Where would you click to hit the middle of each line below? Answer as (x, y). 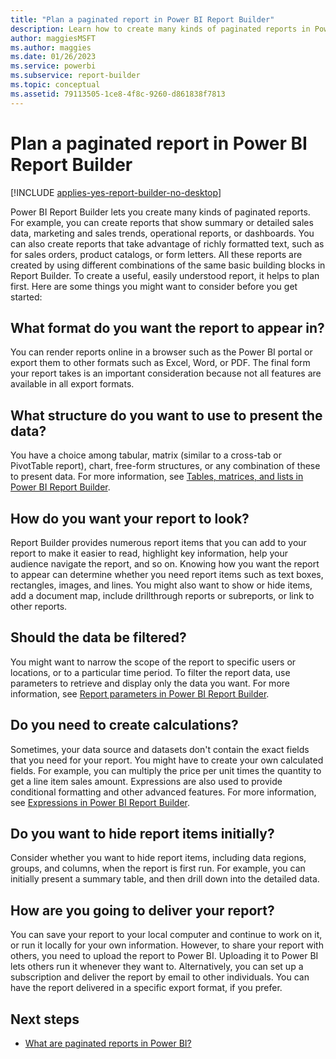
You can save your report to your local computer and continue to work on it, (166, 935)
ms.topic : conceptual (55, 85)
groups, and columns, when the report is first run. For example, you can (158, 868)
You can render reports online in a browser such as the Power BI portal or (161, 352)
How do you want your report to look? (130, 518)
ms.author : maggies (51, 47)
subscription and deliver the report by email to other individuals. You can (160, 977)
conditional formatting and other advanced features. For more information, (163, 792)
